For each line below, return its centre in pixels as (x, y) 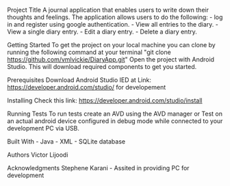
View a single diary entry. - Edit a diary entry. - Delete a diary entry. (102, 31)
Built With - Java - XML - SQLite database (66, 142)
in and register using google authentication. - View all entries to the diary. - (113, 24)
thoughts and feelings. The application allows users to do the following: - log (115, 17)
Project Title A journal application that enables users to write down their (108, 10)
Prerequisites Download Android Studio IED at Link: (79, 80)
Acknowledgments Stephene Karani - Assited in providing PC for (98, 168)
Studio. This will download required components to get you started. (102, 67)
